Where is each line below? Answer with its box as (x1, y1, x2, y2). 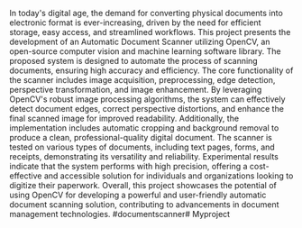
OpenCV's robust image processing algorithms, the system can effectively (9, 94, 286, 105)
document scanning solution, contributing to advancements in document (9, 199, 279, 210)
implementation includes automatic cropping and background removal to (9, 123, 279, 133)
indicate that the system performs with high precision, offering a (9, 161, 248, 171)
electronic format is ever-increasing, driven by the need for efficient (9, 17, 261, 28)
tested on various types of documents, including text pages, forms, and (9, 141, 275, 152)
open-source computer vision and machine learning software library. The (9, 46, 281, 57)
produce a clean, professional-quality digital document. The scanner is (9, 132, 272, 142)
